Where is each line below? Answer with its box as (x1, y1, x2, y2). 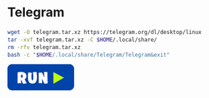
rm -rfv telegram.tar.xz (7, 43, 81, 50)
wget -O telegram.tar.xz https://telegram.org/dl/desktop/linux (7, 28, 202, 36)
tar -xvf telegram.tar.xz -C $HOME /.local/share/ (7, 36, 158, 43)
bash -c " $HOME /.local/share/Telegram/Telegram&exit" (7, 51, 171, 58)
